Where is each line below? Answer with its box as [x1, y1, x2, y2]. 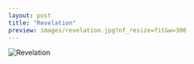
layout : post [8, 11, 52, 20]
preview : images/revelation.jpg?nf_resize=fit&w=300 [8, 26, 187, 34]
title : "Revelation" [8, 19, 77, 27]
